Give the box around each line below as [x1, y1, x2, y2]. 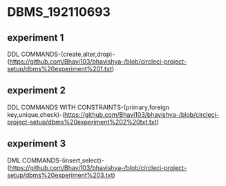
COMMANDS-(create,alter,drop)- [21, 50, 115, 58]
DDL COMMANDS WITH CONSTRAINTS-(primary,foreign [7, 103, 170, 111]
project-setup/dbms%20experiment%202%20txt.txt [7, 118, 157, 126]
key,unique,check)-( [7, 110, 65, 118]
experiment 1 [7, 32, 64, 44]
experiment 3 [7, 138, 66, 149]
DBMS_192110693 [7, 4, 111, 20]
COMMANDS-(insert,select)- [21, 156, 105, 165]
